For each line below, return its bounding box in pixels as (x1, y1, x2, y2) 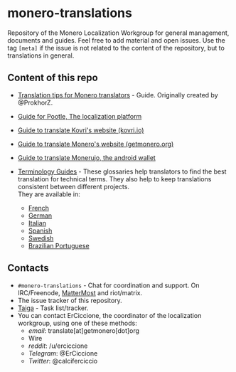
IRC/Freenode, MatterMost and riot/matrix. (17, 288, 143, 297)
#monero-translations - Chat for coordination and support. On (17, 281, 200, 289)
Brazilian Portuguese (28, 241, 90, 250)
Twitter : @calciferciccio (28, 356, 98, 365)
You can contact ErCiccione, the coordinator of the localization (17, 311, 202, 319)
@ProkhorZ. (17, 98, 53, 107)
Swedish (28, 233, 54, 243)
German (28, 211, 53, 220)
